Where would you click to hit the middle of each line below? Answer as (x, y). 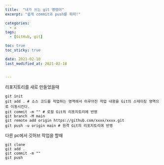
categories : (17, 23)
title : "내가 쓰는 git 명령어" (35, 10)
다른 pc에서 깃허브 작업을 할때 (34, 135)
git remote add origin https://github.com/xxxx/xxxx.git (65, 120)
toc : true (15, 46)
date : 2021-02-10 (23, 59)
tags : (11, 32)
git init (14, 96)
